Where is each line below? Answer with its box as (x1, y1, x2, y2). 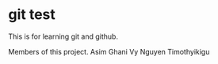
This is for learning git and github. (8, 32, 119, 41)
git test (8, 6, 55, 24)
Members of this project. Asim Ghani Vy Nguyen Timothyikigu (8, 47, 210, 56)
